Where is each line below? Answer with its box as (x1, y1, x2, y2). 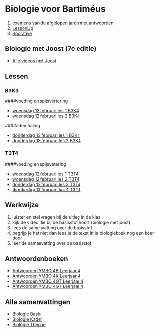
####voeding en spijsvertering (5, 98, 68, 104)
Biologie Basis (12, 311, 41, 317)
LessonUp (12, 25, 34, 31)
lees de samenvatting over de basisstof (12, 224, 93, 231)
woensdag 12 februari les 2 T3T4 (12, 176, 80, 182)
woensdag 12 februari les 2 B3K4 (12, 113, 80, 119)
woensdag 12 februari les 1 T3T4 (12, 171, 79, 177)
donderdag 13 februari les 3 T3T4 (12, 181, 80, 187)
